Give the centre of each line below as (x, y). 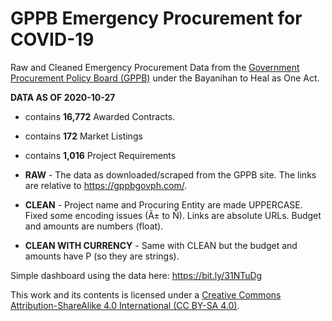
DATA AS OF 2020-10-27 (63, 97)
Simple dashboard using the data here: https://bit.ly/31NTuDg (136, 275)
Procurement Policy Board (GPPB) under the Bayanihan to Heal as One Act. (165, 78)
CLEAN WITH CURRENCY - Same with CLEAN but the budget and (161, 245)
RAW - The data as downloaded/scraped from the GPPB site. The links (170, 174)
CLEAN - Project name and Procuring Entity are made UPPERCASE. (163, 204)
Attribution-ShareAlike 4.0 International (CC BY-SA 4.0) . (125, 305)
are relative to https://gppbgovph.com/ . (106, 185)
